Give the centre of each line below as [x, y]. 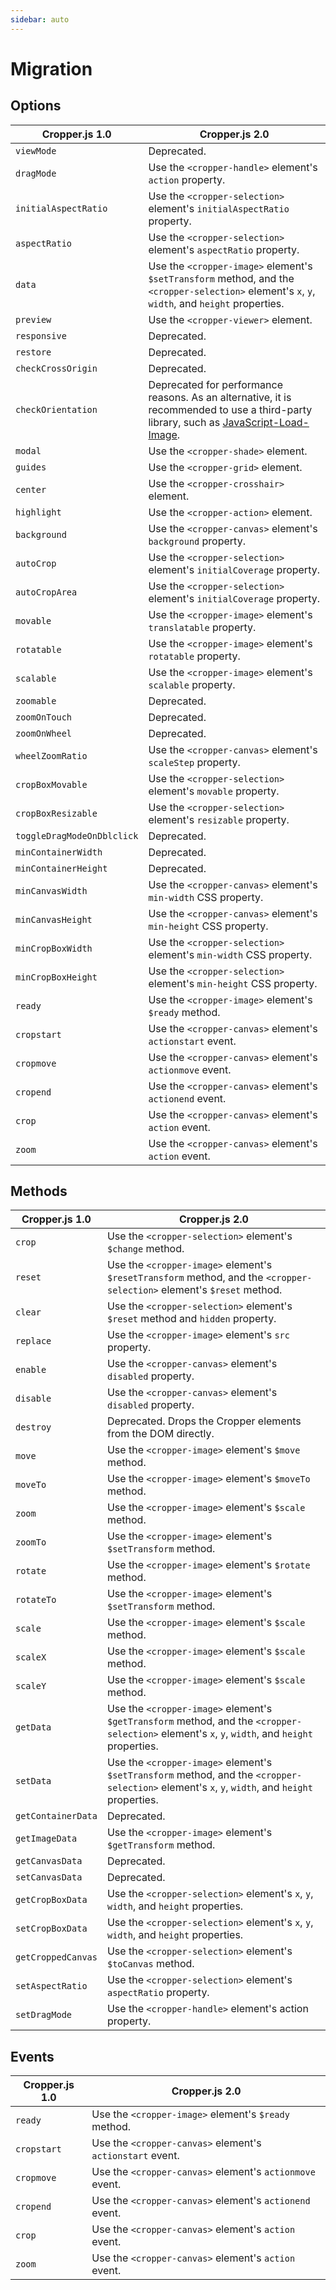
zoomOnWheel [44, 733]
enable [31, 1370]
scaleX [31, 1657]
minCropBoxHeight [56, 977]
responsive [41, 335]
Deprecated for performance [215, 384]
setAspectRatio [51, 1986]
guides [31, 467]
